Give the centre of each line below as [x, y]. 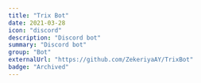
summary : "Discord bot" [48, 45]
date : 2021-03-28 [37, 23]
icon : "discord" [35, 30]
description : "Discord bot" [55, 38]
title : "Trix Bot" [39, 15]
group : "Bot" [30, 52]
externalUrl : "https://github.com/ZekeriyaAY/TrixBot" [101, 60]
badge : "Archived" [39, 67]
